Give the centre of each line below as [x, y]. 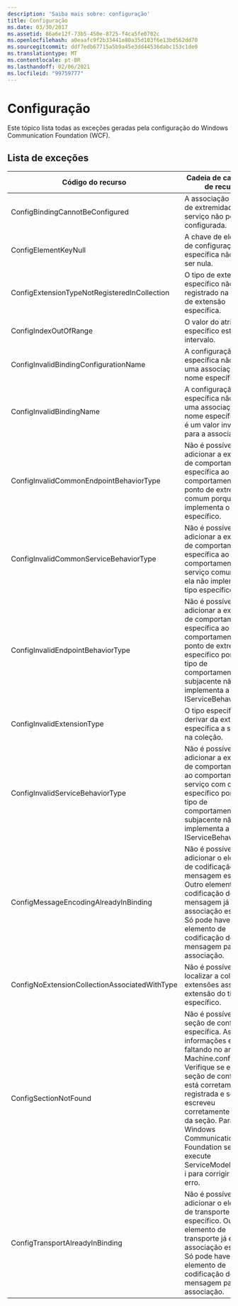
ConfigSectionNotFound [51, 1099]
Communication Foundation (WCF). [59, 136]
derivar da [201, 720]
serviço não [204, 216]
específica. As [208, 1032]
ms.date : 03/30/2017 [38, 27]
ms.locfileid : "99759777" [45, 73]
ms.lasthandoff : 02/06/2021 [49, 67]
